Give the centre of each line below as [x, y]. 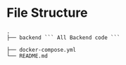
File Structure [47, 13]
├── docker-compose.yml [42, 50]
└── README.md [27, 56]
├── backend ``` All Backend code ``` [63, 37]
